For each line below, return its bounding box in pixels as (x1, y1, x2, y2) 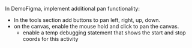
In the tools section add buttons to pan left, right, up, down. (13, 17, 161, 23)
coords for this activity (22, 36, 79, 42)
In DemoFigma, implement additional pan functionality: (5, 5, 140, 12)
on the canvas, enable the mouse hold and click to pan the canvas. (13, 23, 179, 30)
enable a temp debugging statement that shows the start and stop (22, 29, 186, 36)
